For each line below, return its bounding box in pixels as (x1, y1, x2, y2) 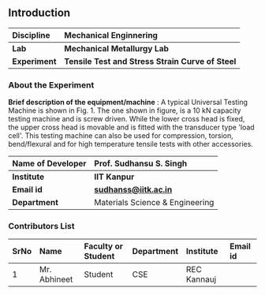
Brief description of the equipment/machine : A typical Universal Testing (8, 98, 248, 107)
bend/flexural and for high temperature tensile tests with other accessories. (8, 140, 254, 149)
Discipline (12, 29, 50, 40)
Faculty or (84, 241, 124, 252)
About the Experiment (8, 79, 95, 90)
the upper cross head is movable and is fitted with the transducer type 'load (8, 122, 255, 133)
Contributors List (8, 221, 75, 232)
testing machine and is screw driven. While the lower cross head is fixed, (8, 114, 245, 124)
